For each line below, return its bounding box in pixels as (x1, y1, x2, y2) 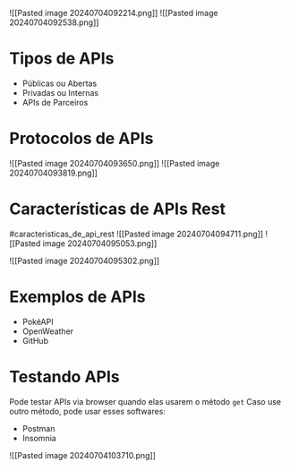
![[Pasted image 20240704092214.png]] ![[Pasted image (9, 8, 218, 18)
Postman (21, 423, 55, 433)
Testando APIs (9, 366, 120, 387)
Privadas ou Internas (21, 87, 99, 98)
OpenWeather (21, 326, 74, 337)
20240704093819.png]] (9, 167, 98, 178)
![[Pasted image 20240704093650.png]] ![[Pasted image (9, 158, 220, 168)
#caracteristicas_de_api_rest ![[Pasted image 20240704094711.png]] (9, 228, 264, 239)
